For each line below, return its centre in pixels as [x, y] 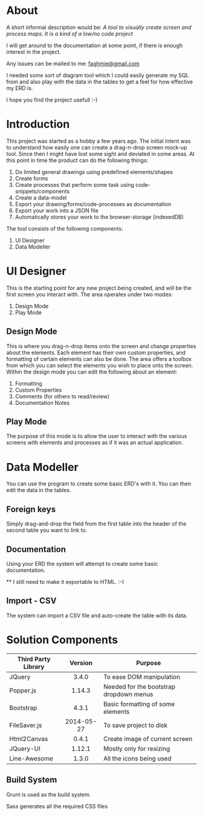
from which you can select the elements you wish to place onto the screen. [100, 365]
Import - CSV [31, 601]
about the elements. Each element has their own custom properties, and [96, 352]
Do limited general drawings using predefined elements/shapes [94, 172]
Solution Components [62, 640]
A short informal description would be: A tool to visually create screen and [99, 27]
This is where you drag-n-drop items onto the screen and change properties [101, 346]
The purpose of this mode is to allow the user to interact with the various [97, 436]
